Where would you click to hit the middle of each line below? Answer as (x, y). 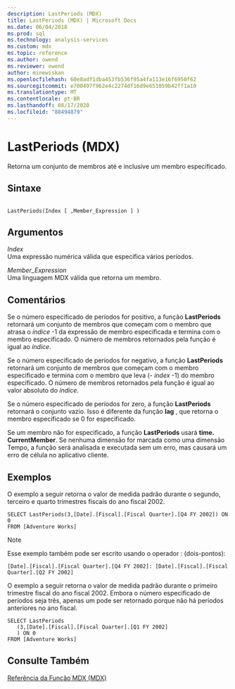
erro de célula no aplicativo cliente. (58, 455)
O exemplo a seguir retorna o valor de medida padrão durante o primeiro (113, 586)
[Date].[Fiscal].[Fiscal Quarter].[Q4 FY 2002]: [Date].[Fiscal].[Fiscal (118, 566)
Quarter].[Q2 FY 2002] (40, 572)
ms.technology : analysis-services (58, 40)
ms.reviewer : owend (36, 66)
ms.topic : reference (38, 53)
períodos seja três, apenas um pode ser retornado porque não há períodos (115, 600)
